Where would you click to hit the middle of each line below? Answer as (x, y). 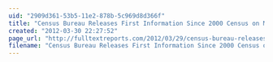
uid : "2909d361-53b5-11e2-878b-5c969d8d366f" (87, 16)
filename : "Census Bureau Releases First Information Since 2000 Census (134, 46)
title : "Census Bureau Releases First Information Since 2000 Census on (134, 23)
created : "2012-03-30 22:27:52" (63, 31)
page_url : (25, 38)
